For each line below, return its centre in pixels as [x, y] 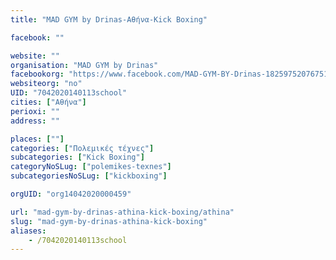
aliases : [28, 231]
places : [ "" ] [37, 139]
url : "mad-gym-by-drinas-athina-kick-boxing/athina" [122, 212]
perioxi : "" [35, 111]
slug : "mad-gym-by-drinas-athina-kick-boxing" [109, 221]
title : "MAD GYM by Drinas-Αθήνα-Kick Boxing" [109, 19]
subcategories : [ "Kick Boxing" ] [77, 157]
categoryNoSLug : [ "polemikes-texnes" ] [91, 167]
